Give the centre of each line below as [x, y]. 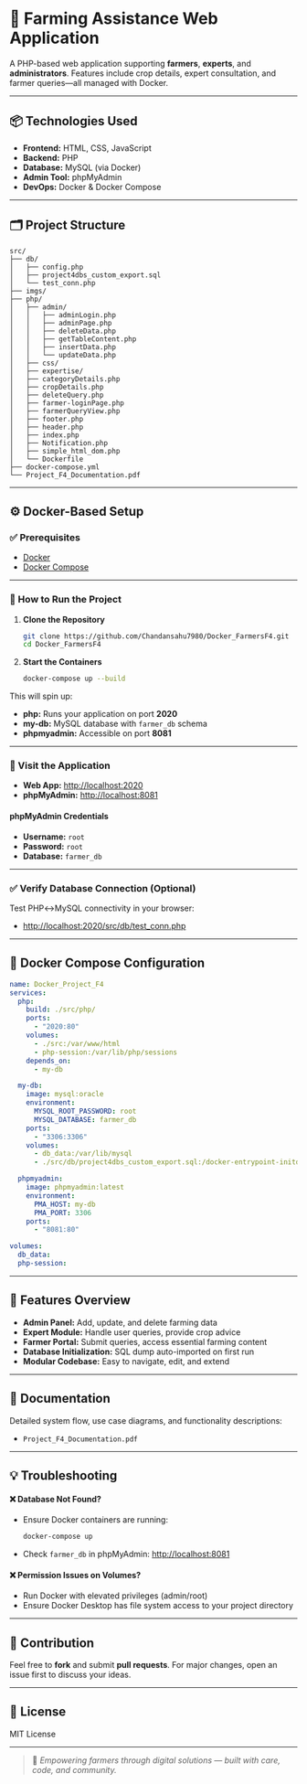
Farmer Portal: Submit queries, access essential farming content [145, 1341]
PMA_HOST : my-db [64, 1204]
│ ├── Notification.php [58, 443]
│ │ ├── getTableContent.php [73, 339]
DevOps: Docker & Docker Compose [92, 187]
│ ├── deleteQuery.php [57, 395]
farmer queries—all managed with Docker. [89, 82]
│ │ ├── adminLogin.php [63, 315]
